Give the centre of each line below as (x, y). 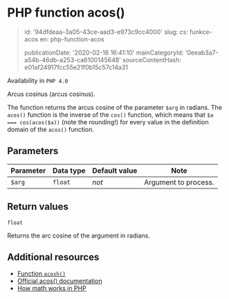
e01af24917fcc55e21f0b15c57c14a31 (76, 67)
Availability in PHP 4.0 (38, 80)
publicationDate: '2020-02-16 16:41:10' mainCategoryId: (104, 52)
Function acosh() (41, 273)
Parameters (33, 151)
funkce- (201, 32)
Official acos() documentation (59, 281)
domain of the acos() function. (51, 129)
